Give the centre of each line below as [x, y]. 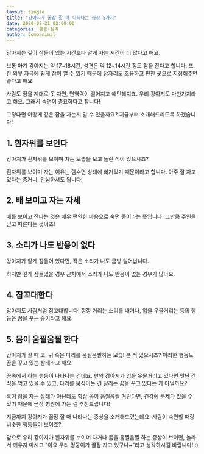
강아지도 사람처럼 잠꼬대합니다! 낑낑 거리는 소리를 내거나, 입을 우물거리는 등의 [98, 311]
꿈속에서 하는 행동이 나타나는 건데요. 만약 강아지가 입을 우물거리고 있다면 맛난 [98, 376]
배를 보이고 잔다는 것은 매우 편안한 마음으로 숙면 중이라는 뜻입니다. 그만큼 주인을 [101, 216]
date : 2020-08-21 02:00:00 [40, 23]
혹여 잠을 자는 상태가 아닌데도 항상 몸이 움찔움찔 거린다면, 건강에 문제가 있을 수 [100, 396]
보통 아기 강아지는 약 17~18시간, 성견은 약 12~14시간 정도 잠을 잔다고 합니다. [97, 66]
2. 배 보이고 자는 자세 [44, 201]
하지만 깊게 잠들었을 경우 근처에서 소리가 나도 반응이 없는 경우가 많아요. [91, 274]
